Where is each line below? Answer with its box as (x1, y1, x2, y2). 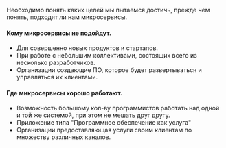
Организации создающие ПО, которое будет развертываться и (16, 66, 202, 74)
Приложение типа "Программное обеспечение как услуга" (16, 119, 192, 127)
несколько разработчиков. (16, 58, 95, 67)
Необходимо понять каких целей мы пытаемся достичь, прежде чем (6, 6, 210, 14)
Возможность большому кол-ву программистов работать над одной (16, 104, 220, 112)
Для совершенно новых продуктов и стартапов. (16, 44, 159, 52)
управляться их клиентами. (16, 73, 98, 82)
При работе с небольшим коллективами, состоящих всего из (16, 51, 197, 60)
